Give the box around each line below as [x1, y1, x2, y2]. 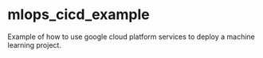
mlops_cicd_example [7, 6, 151, 24]
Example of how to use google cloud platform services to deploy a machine [7, 32, 256, 41]
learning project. [7, 40, 61, 49]
